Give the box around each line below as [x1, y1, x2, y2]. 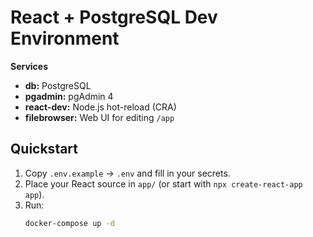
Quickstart [10, 141, 79, 158]
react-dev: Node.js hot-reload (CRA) [24, 101, 177, 113]
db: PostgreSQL [24, 79, 92, 91]
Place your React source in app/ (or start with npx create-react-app [24, 177, 303, 190]
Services [10, 60, 49, 72]
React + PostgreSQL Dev [10, 6, 218, 29]
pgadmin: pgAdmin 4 [24, 90, 114, 102]
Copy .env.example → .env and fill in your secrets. [24, 167, 231, 179]
